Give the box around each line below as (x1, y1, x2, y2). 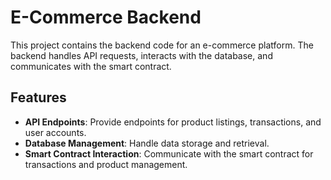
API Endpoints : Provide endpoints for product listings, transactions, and (24, 116, 322, 128)
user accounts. (24, 126, 87, 138)
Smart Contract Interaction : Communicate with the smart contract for (24, 147, 314, 160)
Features (10, 89, 67, 106)
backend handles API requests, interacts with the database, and (10, 49, 273, 61)
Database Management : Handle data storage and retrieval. (24, 137, 270, 149)
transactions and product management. (24, 158, 188, 170)
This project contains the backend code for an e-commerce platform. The (10, 39, 314, 51)
